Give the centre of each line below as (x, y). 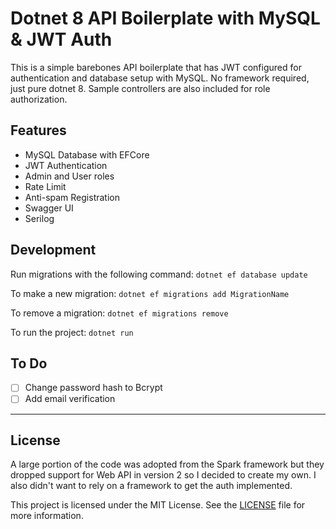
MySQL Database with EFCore (87, 154)
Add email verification (70, 399)
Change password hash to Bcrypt (93, 388)
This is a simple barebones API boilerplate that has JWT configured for (156, 67)
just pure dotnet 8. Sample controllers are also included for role (140, 88)
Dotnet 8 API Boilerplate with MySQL (165, 18)
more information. (47, 516)
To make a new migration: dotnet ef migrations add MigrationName (150, 293)
